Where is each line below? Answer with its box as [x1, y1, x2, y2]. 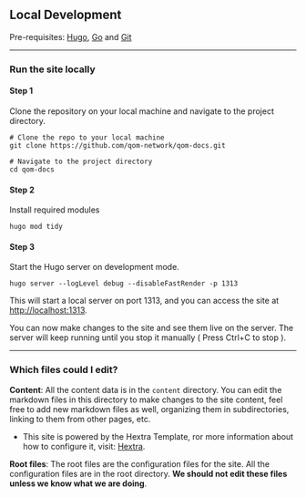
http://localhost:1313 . [9, 305, 88, 316]
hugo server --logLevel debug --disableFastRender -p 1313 [9, 279, 239, 288]
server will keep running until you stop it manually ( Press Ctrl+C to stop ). [9, 332, 287, 343]
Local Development [9, 7, 122, 23]
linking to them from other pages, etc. [9, 413, 151, 424]
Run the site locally [9, 63, 96, 76]
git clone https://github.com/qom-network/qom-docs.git [9, 140, 226, 150]
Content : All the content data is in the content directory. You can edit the [9, 384, 282, 395]
